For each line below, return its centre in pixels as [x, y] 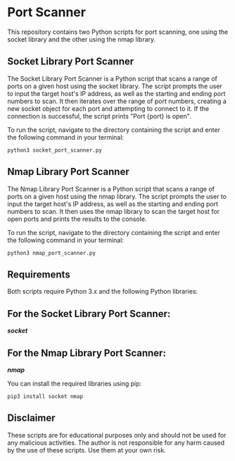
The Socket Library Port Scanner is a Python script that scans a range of [113, 78]
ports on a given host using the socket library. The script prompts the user [115, 86]
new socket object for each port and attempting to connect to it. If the [108, 108]
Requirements [39, 274]
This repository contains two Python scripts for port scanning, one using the [118, 32]
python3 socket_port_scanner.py [55, 150]
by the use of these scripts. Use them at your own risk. [87, 450]
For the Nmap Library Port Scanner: [87, 353]
